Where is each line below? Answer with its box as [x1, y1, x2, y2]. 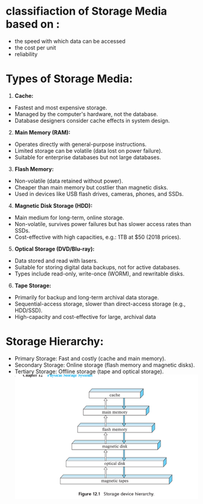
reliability [14, 50, 38, 57]
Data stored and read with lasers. [14, 257, 98, 264]
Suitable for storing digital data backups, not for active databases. [14, 263, 180, 271]
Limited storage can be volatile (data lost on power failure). [14, 147, 163, 154]
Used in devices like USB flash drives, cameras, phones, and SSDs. [14, 190, 184, 197]
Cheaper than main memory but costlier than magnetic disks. [14, 183, 168, 191]
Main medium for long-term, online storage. [14, 214, 124, 221]
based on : [5, 17, 60, 31]
